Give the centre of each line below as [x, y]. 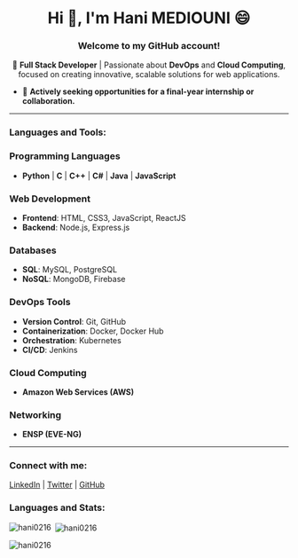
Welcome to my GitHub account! [149, 46]
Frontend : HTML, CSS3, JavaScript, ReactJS [104, 218]
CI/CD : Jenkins [50, 350]
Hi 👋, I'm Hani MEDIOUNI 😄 [149, 18]
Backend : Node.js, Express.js [76, 227]
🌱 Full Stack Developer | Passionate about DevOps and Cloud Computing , [149, 65]
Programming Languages [65, 156]
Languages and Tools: [58, 132]
